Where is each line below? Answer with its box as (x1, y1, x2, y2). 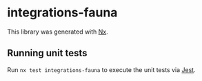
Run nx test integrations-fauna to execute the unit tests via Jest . (7, 65, 196, 73)
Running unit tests (7, 47, 88, 59)
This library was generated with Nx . (7, 27, 108, 36)
